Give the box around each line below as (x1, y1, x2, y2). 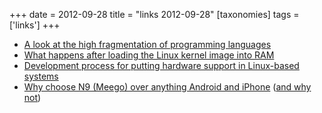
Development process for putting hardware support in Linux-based (23, 60, 300, 71)
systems (23, 70, 59, 82)
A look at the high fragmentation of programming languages (23, 39, 272, 50)
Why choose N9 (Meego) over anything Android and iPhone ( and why (23, 81, 312, 93)
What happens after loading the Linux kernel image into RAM (23, 49, 275, 61)
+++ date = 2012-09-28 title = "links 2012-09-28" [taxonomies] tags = (9, 9, 300, 20)
